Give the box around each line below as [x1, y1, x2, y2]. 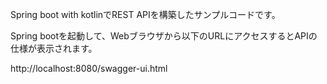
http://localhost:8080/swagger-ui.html [10, 63, 168, 74]
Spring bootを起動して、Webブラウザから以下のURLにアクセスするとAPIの [10, 30, 318, 42]
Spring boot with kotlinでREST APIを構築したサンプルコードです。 [10, 9, 281, 20]
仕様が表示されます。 [10, 43, 98, 54]
